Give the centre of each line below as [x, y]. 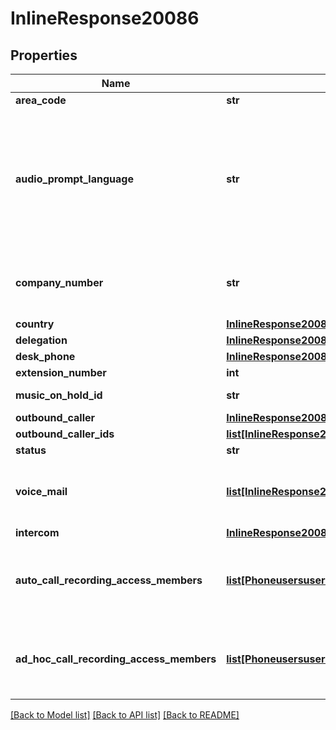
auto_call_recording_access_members [109, 580]
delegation [41, 340]
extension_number [61, 372]
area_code [41, 100]
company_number [59, 282]
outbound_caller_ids [65, 434]
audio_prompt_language [74, 179]
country [35, 324]
